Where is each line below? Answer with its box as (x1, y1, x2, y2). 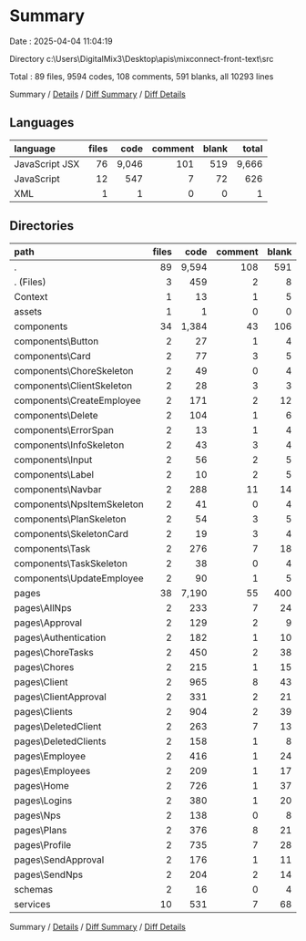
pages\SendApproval (14, 853, 105, 866)
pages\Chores (14, 660, 75, 673)
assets (14, 305, 43, 317)
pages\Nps (14, 809, 61, 822)
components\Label (14, 468, 94, 481)
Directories (9, 218, 75, 233)
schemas (14, 883, 53, 895)
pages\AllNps (14, 601, 72, 614)
